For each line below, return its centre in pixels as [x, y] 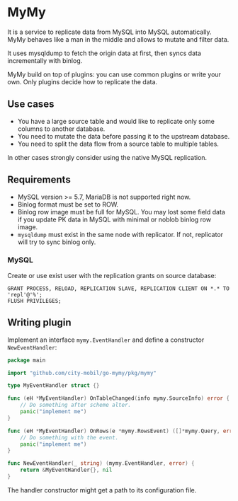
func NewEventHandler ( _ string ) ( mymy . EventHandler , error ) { [101, 463]
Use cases [31, 104]
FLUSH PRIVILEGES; [34, 301]
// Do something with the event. [69, 437]
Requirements [39, 180]
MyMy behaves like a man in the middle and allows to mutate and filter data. [118, 39]
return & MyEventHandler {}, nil [66, 470]
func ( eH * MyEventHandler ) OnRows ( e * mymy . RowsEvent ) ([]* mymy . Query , [114, 431]
